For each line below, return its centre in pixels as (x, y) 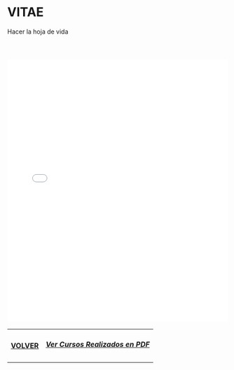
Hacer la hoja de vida (38, 31)
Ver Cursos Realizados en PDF (97, 345)
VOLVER (25, 346)
